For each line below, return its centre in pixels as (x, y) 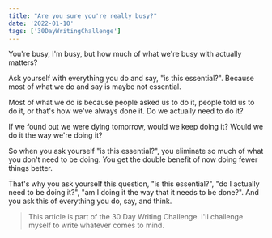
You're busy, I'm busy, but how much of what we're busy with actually (125, 54)
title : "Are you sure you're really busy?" (83, 16)
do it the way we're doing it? (55, 135)
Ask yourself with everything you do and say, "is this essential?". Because (132, 79)
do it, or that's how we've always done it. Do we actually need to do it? (126, 111)
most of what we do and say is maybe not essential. (95, 87)
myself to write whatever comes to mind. (96, 225)
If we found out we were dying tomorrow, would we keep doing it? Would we (136, 127)
